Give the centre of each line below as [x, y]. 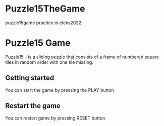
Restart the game [33, 106]
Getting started [30, 78]
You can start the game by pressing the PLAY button [60, 90]
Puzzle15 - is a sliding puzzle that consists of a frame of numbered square [82, 57]
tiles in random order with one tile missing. [49, 62]
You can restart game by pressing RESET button [55, 118]
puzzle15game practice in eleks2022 [43, 23]
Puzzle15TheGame [45, 9]
